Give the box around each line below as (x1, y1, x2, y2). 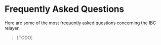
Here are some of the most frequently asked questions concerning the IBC (4, 20, 156, 26)
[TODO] (16, 35, 33, 41)
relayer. (4, 25, 20, 31)
